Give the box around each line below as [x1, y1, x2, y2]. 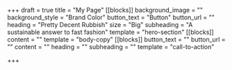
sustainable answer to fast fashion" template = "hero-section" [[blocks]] [7, 28, 214, 36]
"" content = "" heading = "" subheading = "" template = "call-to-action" [7, 43, 215, 51]
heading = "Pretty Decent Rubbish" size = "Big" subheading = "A [7, 21, 193, 28]
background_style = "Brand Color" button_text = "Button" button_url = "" [7, 13, 215, 21]
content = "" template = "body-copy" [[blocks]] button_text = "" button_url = [7, 35, 226, 44]
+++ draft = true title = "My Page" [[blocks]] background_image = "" [7, 6, 204, 14]
